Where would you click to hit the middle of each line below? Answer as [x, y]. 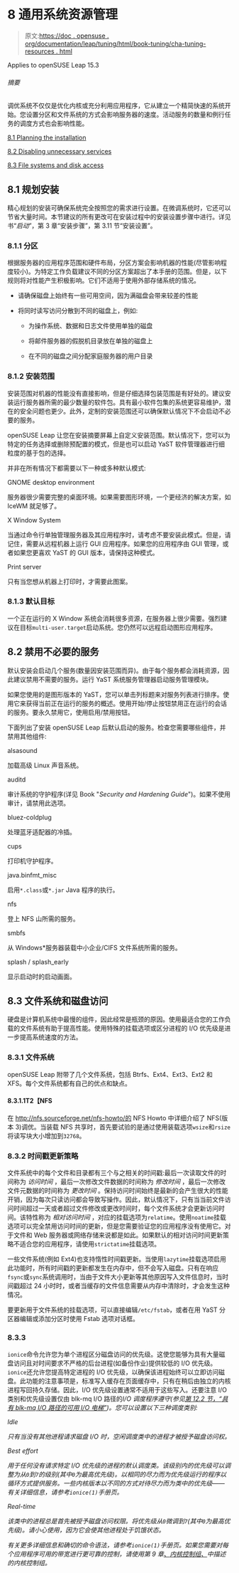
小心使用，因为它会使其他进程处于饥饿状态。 [100, 1530]
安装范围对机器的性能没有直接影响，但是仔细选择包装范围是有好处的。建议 [116, 393]
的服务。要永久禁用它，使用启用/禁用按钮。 [71, 712]
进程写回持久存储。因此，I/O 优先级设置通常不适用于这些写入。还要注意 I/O [117, 1389]
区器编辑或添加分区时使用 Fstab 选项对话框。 [73, 1319]
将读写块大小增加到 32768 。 [46, 1135]
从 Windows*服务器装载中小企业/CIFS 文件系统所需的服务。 [95, 947]
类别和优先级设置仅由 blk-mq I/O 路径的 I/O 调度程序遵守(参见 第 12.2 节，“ [115, 1399]
